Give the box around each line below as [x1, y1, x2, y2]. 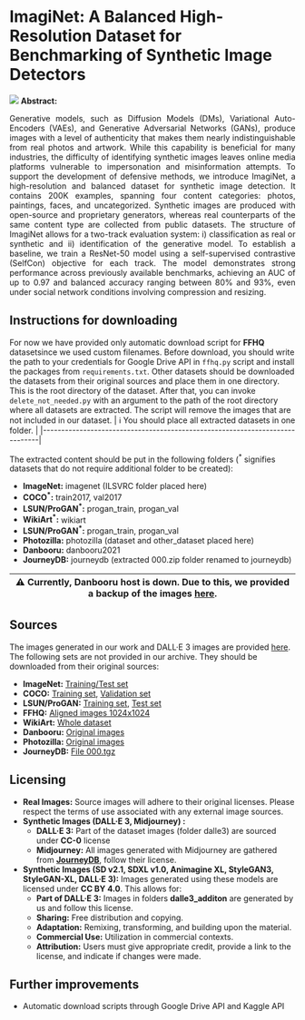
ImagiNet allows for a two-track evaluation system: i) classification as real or [9, 229, 296, 240]
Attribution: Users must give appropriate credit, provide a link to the [35, 941, 292, 952]
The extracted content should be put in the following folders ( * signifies [9, 452, 276, 465]
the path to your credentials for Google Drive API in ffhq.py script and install [9, 356, 295, 367]
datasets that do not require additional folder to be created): [9, 463, 233, 474]
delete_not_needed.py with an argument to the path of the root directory [9, 395, 279, 406]
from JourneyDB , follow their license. [35, 854, 177, 865]
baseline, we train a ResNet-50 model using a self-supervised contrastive [9, 248, 296, 259]
